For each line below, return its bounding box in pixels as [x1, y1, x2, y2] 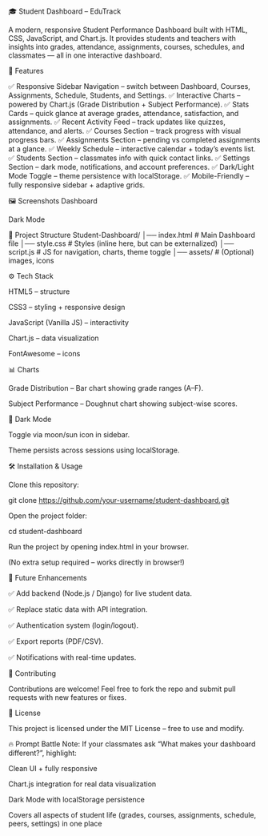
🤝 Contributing [8, 669, 57, 678]
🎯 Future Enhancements [8, 573, 87, 582]
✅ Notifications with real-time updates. [8, 653, 137, 662]
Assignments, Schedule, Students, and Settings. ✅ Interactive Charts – [8, 90, 242, 100]
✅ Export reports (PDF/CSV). [8, 637, 104, 646]
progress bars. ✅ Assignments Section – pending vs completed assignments [8, 135, 261, 144]
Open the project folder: [8, 511, 88, 520]
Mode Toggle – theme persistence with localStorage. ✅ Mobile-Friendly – [8, 171, 250, 180]
